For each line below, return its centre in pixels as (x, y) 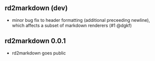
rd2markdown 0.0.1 (35, 41)
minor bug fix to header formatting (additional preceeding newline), (81, 20)
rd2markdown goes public (39, 53)
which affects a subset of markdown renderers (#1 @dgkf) (72, 25)
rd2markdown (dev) (36, 8)
